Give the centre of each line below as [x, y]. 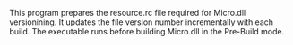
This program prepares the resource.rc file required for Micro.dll [128, 13]
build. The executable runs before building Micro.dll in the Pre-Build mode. [147, 31]
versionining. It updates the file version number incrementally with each [142, 22]
